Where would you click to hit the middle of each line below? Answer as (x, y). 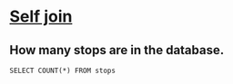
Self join (41, 17)
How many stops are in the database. (117, 50)
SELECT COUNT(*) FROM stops (63, 70)
